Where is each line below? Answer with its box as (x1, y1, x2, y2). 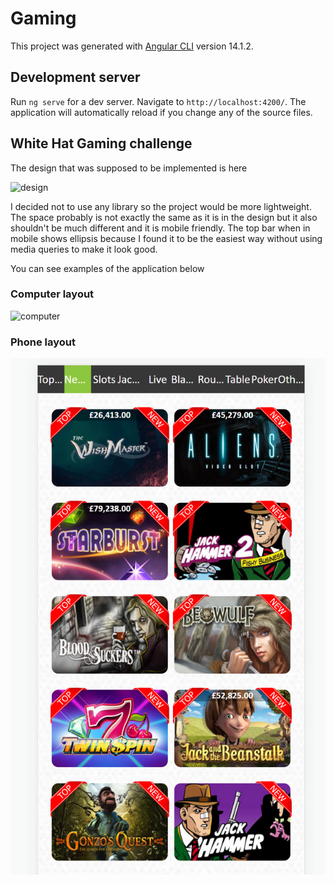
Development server (10, 69, 141, 86)
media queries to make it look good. (10, 243, 158, 255)
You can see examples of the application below (10, 262, 205, 274)
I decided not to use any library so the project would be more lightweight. (10, 200, 312, 212)
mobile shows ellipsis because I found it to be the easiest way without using (10, 232, 323, 244)
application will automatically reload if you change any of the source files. (10, 106, 313, 118)
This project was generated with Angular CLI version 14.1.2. (10, 40, 254, 52)
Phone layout (10, 335, 77, 349)
